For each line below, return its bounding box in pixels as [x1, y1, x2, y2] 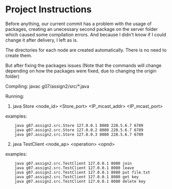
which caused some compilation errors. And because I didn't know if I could [5, 31, 166, 37]
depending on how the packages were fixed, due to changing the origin [5, 68, 157, 74]
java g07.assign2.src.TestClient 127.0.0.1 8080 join [14, 161, 132, 166]
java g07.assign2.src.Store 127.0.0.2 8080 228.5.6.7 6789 [14, 127, 144, 133]
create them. [5, 52, 32, 59]
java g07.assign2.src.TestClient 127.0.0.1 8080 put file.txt [14, 169, 150, 175]
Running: [5, 93, 25, 99]
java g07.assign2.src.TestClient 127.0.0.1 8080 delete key [14, 179, 146, 184]
